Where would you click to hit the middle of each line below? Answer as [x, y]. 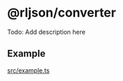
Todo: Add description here [46, 32]
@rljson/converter [62, 13]
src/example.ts [28, 70]
